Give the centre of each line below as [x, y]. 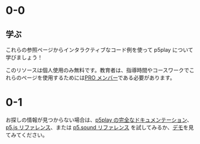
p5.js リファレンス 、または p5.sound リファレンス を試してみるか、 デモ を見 [100, 127]
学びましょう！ [24, 57]
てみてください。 [27, 135]
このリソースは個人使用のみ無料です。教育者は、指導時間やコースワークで [98, 70]
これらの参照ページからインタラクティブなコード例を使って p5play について [99, 50]
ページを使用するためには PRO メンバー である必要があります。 [98, 78]
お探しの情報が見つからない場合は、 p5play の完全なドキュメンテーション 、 [99, 120]
